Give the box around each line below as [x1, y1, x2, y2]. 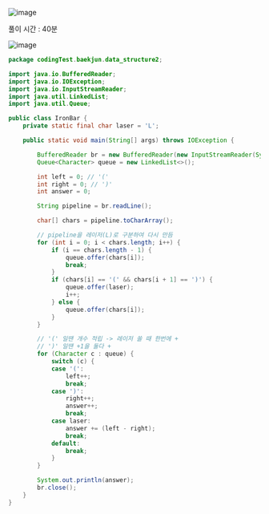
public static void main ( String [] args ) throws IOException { [22, 136, 235, 144]
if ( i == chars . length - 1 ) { [50, 245, 152, 254]
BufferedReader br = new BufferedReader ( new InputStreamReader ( [37, 151, 256, 159]
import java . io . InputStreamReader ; [8, 85, 127, 93]
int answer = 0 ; [37, 188, 91, 196]
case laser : [50, 417, 91, 425]
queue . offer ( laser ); [65, 283, 134, 292]
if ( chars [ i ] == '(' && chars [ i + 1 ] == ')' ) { [50, 276, 214, 284]
